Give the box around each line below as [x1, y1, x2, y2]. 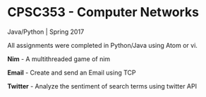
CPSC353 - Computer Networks [7, 4, 200, 20]
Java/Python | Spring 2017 [7, 27, 85, 36]
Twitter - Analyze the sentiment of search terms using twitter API [7, 82, 198, 90]
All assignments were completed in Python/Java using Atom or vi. [7, 41, 198, 49]
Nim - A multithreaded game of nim [7, 54, 111, 63]
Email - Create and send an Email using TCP [7, 68, 136, 77]
